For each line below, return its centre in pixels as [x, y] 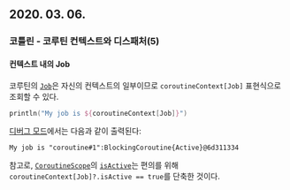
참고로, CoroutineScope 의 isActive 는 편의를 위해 [94, 165]
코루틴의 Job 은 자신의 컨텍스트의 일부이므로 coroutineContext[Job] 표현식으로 [145, 85]
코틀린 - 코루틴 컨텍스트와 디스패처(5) [84, 42]
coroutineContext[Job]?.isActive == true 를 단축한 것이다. [115, 177]
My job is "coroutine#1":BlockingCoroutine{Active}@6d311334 [124, 148]
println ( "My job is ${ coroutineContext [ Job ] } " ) [99, 113]
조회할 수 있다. [34, 96]
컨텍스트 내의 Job [40, 64]
